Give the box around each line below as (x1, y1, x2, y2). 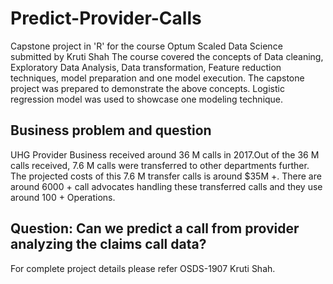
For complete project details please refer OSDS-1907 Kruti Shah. (10, 262, 276, 274)
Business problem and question (10, 122, 212, 139)
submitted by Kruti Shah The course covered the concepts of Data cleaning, (10, 50, 324, 62)
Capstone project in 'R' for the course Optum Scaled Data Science (10, 40, 283, 52)
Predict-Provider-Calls (10, 7, 202, 30)
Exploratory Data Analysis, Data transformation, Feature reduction (10, 61, 282, 73)
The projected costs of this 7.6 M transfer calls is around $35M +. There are (10, 170, 322, 182)
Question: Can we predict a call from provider (10, 220, 300, 237)
